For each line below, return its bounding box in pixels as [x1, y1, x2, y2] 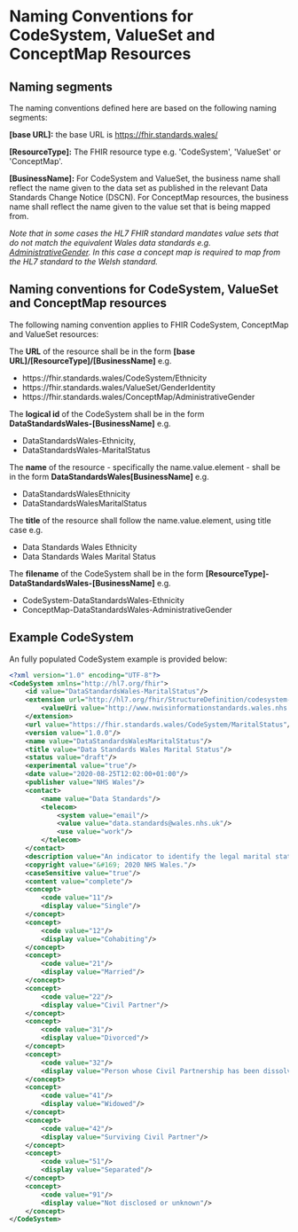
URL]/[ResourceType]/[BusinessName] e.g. [9, 355, 172, 365]
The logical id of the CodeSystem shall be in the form [9, 408, 205, 419]
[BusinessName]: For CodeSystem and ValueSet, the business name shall [9, 173, 281, 184]
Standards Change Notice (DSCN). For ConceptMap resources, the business [9, 192, 289, 202]
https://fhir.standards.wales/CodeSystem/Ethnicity [21, 373, 208, 383]
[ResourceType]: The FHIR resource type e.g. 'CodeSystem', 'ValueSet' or [9, 146, 281, 157]
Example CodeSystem [9, 630, 135, 645]
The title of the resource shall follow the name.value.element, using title [9, 514, 272, 525]
